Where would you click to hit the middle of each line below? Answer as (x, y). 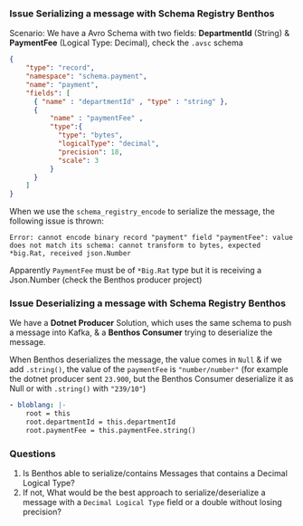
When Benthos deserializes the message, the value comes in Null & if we (146, 359)
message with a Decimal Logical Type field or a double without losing (152, 502)
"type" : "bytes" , (90, 135)
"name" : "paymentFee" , (96, 119)
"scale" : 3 (78, 160)
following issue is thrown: (57, 221)
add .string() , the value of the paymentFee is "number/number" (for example (149, 369)
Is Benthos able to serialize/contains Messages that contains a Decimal (155, 473)
